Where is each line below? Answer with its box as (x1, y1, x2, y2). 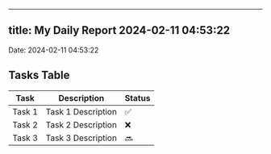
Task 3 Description (45, 132, 117, 144)
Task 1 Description (45, 106, 117, 117)
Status (124, 92, 151, 103)
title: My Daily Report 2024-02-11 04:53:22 (8, 23, 231, 37)
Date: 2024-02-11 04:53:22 (8, 45, 99, 55)
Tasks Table (8, 69, 70, 82)
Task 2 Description (45, 119, 117, 130)
